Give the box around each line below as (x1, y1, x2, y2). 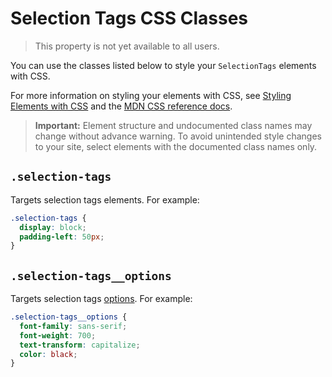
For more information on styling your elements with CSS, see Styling (10, 89, 292, 101)
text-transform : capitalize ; (19, 340, 141, 350)
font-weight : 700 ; (19, 330, 97, 341)
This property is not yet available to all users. (34, 40, 220, 52)
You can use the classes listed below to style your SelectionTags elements (10, 59, 317, 71)
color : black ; (19, 349, 78, 359)
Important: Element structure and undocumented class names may (34, 119, 313, 131)
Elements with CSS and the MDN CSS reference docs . (10, 100, 233, 112)
